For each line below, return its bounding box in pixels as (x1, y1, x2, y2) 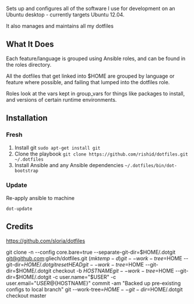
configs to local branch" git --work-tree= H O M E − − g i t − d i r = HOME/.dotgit (6, 286, 183, 293)
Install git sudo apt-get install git (14, 144, 101, 151)
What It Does (6, 39, 54, 49)
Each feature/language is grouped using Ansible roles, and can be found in (6, 55, 186, 62)
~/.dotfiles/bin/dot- (125, 163, 178, 168)
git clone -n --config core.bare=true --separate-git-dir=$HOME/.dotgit (6, 248, 176, 255)
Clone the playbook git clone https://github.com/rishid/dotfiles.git (14, 150, 188, 157)
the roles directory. (6, 61, 52, 68)
